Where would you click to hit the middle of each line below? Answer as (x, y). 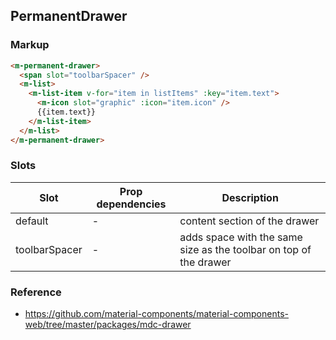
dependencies (131, 204)
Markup (30, 45)
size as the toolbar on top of (245, 249)
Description (250, 197)
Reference (36, 292)
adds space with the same (241, 237)
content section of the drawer (249, 221)
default (32, 221)
